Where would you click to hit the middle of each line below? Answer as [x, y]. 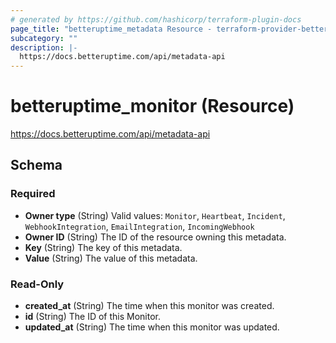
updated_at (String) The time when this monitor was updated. [152, 327]
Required [33, 194]
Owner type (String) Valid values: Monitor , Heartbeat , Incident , [155, 215]
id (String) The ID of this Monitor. [93, 317]
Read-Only [37, 284]
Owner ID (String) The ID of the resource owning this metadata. [155, 237]
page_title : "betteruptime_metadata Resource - [111, 29]
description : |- [44, 47]
